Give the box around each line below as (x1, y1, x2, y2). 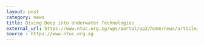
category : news (6, 14, 45, 20)
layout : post (6, 8, 39, 15)
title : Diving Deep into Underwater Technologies (6, 20, 135, 26)
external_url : (6, 25, 42, 32)
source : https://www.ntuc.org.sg (6, 31, 94, 37)
